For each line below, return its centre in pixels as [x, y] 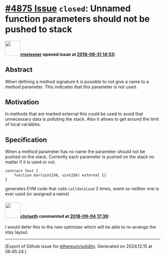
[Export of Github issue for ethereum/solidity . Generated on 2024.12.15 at [79, 246]
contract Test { [22, 171]
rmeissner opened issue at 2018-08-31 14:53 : [68, 54]
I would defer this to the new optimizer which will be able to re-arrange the [81, 227]
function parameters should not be [78, 19]
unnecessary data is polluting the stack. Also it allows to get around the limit [82, 119]
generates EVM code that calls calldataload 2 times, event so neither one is [82, 189]
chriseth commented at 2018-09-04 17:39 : [65, 216]
